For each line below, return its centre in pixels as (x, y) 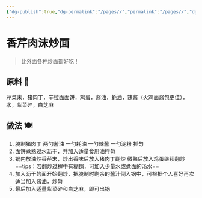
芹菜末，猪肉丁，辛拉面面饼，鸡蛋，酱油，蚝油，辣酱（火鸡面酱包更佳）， (97, 97)
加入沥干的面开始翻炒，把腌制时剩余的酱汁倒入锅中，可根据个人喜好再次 (104, 174)
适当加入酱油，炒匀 (39, 181)
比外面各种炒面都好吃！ (50, 61)
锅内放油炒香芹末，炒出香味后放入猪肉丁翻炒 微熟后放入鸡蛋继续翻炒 (100, 159)
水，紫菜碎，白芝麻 (30, 105)
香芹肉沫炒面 (38, 43)
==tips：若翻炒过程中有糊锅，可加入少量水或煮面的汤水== (87, 166)
